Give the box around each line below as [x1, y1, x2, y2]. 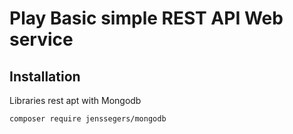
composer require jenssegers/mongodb [9, 114, 167, 124]
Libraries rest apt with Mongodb [9, 95, 142, 106]
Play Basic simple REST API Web [9, 7, 284, 30]
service [9, 28, 74, 51]
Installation [9, 68, 81, 85]
